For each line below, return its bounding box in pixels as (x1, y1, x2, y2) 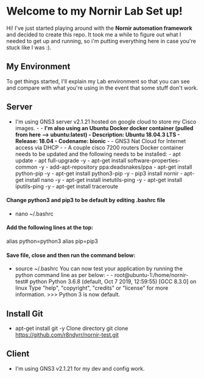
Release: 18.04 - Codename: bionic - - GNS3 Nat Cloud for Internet (15, 137, 186, 144)
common (15, 163, 38, 170)
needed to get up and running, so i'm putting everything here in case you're (6, 37, 196, 44)
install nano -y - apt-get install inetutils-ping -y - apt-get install (25, 176, 183, 183)
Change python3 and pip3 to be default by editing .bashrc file (6, 197, 166, 204)
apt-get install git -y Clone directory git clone (15, 324, 128, 332)
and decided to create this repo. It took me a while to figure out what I (6, 30, 181, 38)
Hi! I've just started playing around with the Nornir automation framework (6, 24, 193, 32)
